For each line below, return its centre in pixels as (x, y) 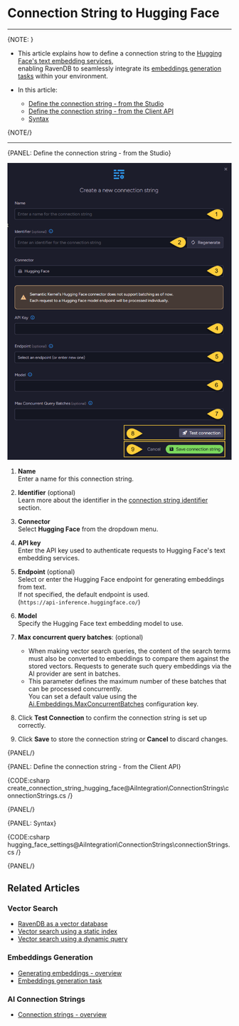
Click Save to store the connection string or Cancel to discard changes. (123, 739)
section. (30, 508)
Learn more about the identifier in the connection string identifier (113, 500)
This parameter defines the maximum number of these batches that (127, 681)
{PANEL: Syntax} (32, 823)
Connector (34, 521)
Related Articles (44, 888)
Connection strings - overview (62, 1015)
